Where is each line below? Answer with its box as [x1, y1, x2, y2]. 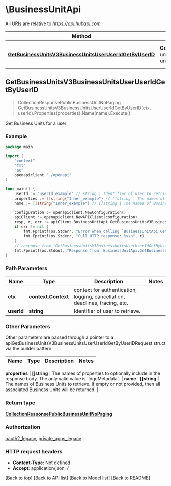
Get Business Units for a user [5, 120, 67, 126]
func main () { [5, 186, 36, 192]
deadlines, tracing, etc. [73, 299, 129, 306]
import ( [5, 153, 24, 159]
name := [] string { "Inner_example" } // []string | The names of [14, 201, 152, 206]
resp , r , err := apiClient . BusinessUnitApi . [14, 220, 110, 225]
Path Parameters [5, 264, 47, 272]
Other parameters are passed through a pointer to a [5, 334, 113, 341]
